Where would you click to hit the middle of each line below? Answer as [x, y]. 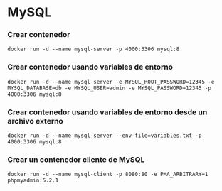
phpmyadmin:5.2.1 [33, 181]
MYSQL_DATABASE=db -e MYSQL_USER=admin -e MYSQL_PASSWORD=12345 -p [110, 88]
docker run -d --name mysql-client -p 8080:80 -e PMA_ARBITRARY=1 [108, 175]
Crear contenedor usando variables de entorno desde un [107, 112]
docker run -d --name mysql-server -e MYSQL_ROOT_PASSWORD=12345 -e [111, 82]
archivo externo [36, 121]
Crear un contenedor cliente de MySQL [76, 159]
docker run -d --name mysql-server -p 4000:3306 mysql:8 [94, 49]
